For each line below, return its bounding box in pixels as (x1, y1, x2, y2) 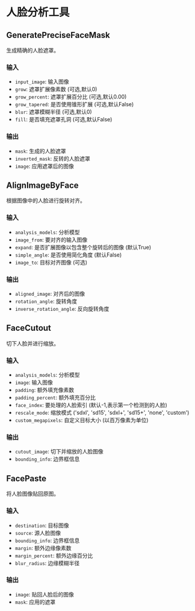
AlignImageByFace (6, 180, 79, 190)
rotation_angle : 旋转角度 (14, 298, 78, 305)
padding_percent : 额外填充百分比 (14, 394, 96, 401)
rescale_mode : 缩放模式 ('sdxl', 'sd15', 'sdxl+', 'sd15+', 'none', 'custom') (14, 409, 190, 417)
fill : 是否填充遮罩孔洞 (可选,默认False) (14, 116, 113, 123)
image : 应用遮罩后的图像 (14, 162, 74, 170)
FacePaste (6, 473, 47, 484)
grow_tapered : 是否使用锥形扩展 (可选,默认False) (14, 101, 134, 108)
